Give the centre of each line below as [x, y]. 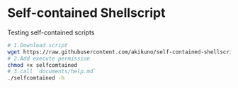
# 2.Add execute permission [49, 58]
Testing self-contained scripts [51, 32]
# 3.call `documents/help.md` [52, 72]
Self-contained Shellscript [86, 13]
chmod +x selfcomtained [42, 65]
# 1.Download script [38, 45]
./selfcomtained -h [36, 78]
